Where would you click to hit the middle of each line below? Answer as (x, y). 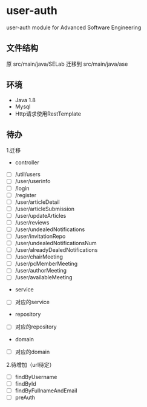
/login (22, 188)
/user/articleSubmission (44, 209)
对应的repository (36, 327)
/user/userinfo (33, 181)
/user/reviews (32, 222)
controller (27, 162)
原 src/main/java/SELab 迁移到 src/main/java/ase (67, 64)
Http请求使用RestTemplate (48, 114)
